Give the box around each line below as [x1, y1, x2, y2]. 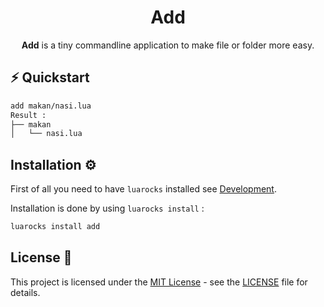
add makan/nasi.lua [10, 101, 92, 111]
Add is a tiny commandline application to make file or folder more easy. [21, 39, 315, 51]
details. [10, 286, 41, 298]
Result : [10, 110, 47, 120]
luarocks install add [10, 222, 101, 232]
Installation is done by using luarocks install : [10, 202, 205, 215]
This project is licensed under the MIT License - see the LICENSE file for [10, 276, 308, 288]
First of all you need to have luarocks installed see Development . [10, 183, 277, 195]
